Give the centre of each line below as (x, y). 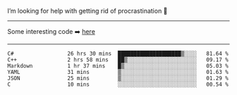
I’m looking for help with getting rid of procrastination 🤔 (87, 11)
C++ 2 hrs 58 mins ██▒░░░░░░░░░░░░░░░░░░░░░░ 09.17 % (118, 60)
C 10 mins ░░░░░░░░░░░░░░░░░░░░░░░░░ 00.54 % (118, 84)
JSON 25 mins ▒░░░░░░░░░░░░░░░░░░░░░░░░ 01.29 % (118, 78)
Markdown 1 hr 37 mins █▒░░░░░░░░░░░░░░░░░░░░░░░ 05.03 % (118, 66)
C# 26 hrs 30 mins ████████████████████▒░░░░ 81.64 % (118, 53)
